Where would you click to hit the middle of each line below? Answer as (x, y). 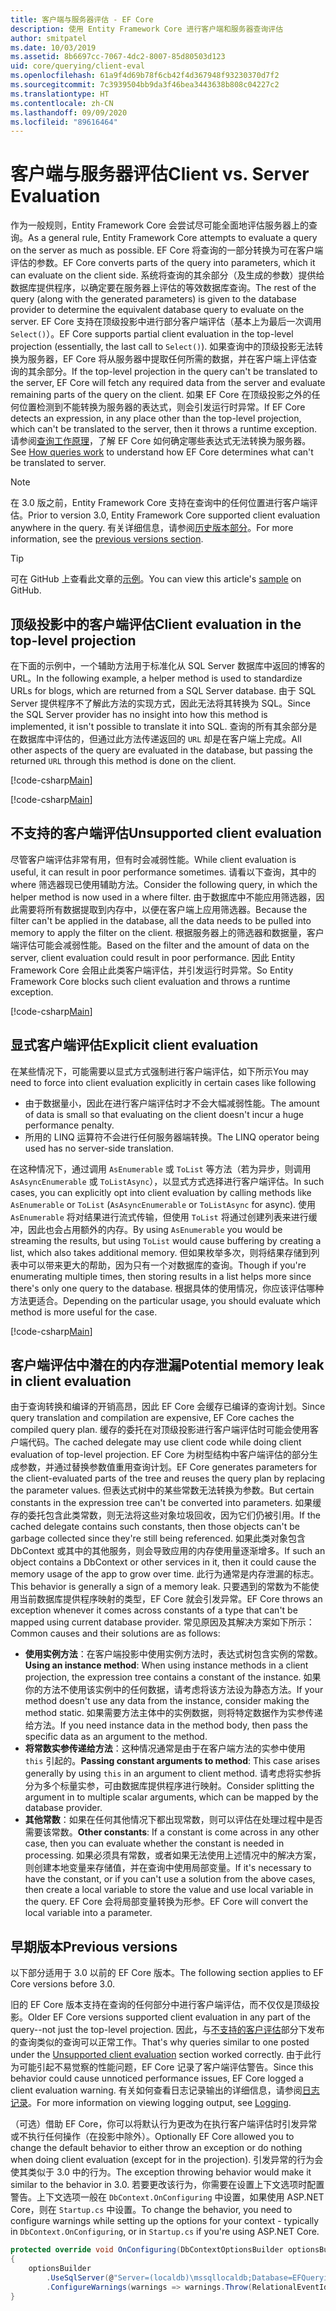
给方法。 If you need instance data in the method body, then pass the (166, 1725)
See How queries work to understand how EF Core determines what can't (162, 452)
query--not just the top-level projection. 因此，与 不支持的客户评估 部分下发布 (167, 2030)
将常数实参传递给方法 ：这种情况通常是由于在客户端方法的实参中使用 (165, 1748)
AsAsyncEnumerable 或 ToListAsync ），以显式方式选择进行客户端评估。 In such (167, 1181)
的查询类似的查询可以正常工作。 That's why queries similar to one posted (160, 2042)
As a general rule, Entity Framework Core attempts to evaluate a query (173, 238)
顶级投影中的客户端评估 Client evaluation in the (156, 624)
